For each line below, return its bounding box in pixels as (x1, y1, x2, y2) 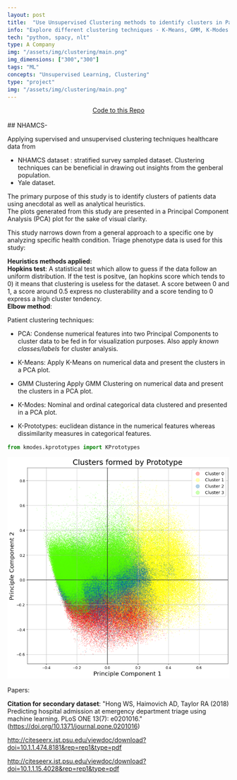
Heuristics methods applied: (7, 257, 92, 266)
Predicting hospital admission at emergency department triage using (7, 707, 207, 715)
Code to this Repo (92, 106, 145, 114)
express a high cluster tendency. (7, 295, 102, 303)
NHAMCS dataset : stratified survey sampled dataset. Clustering (17, 156, 205, 165)
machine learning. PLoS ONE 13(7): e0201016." (7, 714, 143, 723)
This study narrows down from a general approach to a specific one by (7, 228, 214, 237)
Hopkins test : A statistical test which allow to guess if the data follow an (7, 265, 217, 273)
